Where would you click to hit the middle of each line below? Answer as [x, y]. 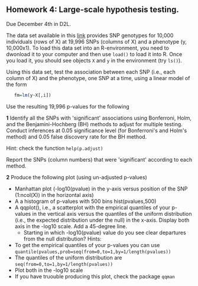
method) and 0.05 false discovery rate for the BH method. [77, 137]
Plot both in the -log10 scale [49, 270]
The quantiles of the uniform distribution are [68, 257]
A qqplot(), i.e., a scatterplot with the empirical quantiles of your [92, 207]
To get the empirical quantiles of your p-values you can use [87, 245]
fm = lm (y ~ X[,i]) [33, 95]
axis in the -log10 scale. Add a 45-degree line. [71, 226]
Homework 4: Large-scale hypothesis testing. [92, 10]
